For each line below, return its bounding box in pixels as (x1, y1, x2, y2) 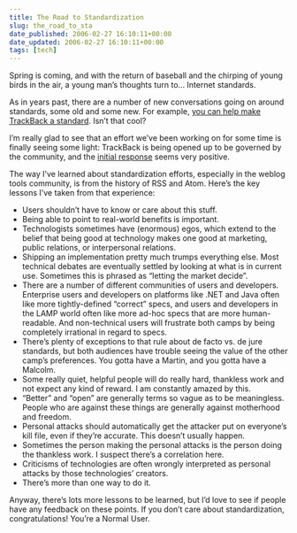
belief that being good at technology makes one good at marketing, (21, 233, 268, 243)
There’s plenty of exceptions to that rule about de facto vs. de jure (21, 336, 263, 347)
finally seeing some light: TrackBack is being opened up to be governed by (9, 143, 282, 153)
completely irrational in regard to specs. (21, 327, 168, 337)
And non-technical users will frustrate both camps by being (58, 318, 276, 328)
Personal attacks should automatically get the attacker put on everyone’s (21, 421, 287, 432)
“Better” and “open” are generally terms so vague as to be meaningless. (21, 393, 285, 404)
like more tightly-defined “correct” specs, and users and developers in (21, 298, 278, 310)
